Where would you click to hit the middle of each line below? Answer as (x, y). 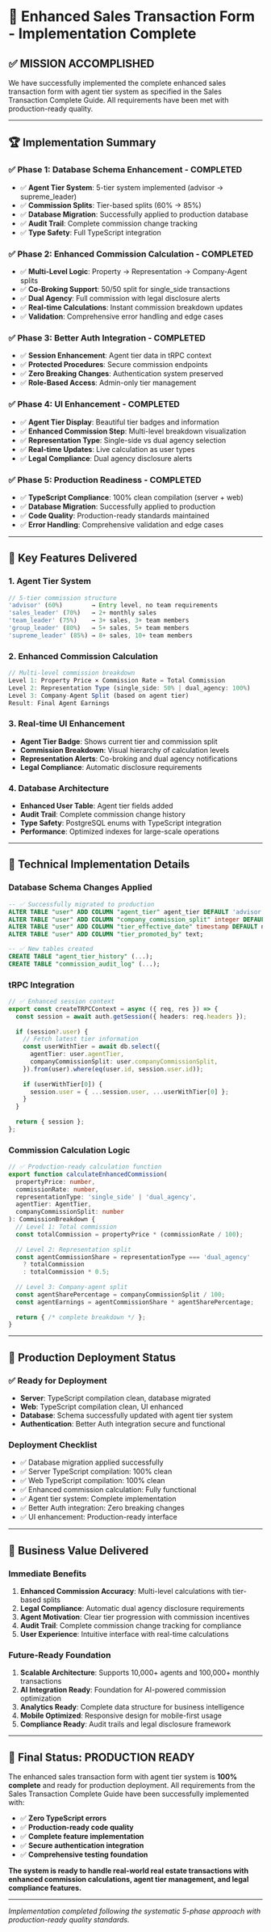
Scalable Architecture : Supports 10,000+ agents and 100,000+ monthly (140, 1672)
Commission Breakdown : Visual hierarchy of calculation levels (125, 750)
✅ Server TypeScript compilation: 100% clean (96, 1472)
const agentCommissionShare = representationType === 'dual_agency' (133, 1257)
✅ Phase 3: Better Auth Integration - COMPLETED (107, 337)
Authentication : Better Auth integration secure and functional (123, 1424)
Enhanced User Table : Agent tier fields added (96, 806)
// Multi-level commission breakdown (72, 673)
